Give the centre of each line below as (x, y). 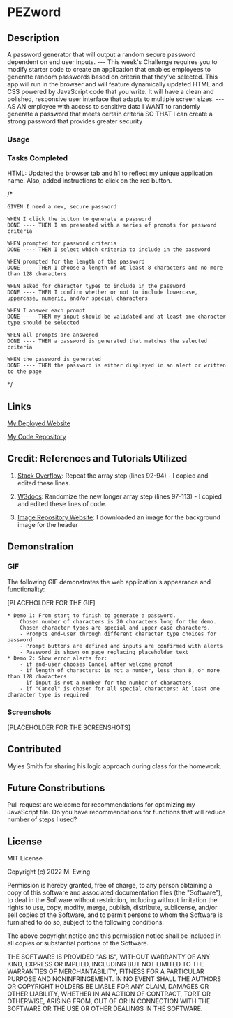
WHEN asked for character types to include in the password (97, 287)
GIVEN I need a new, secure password (62, 207)
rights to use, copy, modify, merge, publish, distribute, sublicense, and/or (112, 908)
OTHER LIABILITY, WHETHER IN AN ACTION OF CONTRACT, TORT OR (109, 994)
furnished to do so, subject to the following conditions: (85, 922)
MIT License (25, 858)
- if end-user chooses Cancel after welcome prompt (96, 664)
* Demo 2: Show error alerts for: (58, 658)
